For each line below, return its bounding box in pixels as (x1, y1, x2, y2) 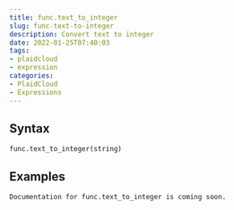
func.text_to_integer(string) (9, 145, 123, 154)
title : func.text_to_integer (9, 13, 118, 22)
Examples (9, 169, 65, 184)
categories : (9, 71, 54, 80)
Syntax (9, 121, 50, 136)
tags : (9, 46, 30, 55)
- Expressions (9, 88, 63, 97)
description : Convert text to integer (9, 29, 154, 38)
